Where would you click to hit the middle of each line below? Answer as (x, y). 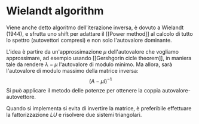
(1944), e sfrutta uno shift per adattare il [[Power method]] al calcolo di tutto (99, 33)
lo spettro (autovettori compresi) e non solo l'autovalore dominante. (89, 40)
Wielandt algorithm (55, 11)
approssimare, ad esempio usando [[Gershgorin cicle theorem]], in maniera (99, 58)
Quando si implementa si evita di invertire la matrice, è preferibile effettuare (99, 108)
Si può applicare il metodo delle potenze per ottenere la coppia (84, 90)
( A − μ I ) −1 (100, 80)
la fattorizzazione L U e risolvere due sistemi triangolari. (74, 114)
